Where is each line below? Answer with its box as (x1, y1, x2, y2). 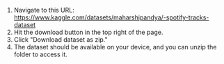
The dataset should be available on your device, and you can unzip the (13, 43, 217, 51)
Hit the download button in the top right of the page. (13, 28, 163, 36)
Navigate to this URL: (13, 6, 74, 14)
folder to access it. (13, 50, 67, 58)
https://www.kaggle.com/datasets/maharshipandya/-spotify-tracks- (13, 13, 209, 22)
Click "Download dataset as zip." (13, 35, 108, 44)
